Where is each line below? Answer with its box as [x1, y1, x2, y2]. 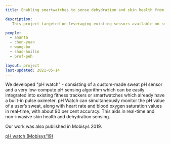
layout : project [5, 63, 39, 68]
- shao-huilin [10, 49, 39, 54]
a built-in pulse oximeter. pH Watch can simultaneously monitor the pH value [5, 98, 165, 104]
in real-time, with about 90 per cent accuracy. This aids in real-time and [5, 108, 155, 114]
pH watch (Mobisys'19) [5, 133, 54, 139]
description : [5, 16, 33, 22]
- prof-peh [10, 54, 33, 59]
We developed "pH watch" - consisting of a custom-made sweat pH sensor [5, 81, 163, 87]
